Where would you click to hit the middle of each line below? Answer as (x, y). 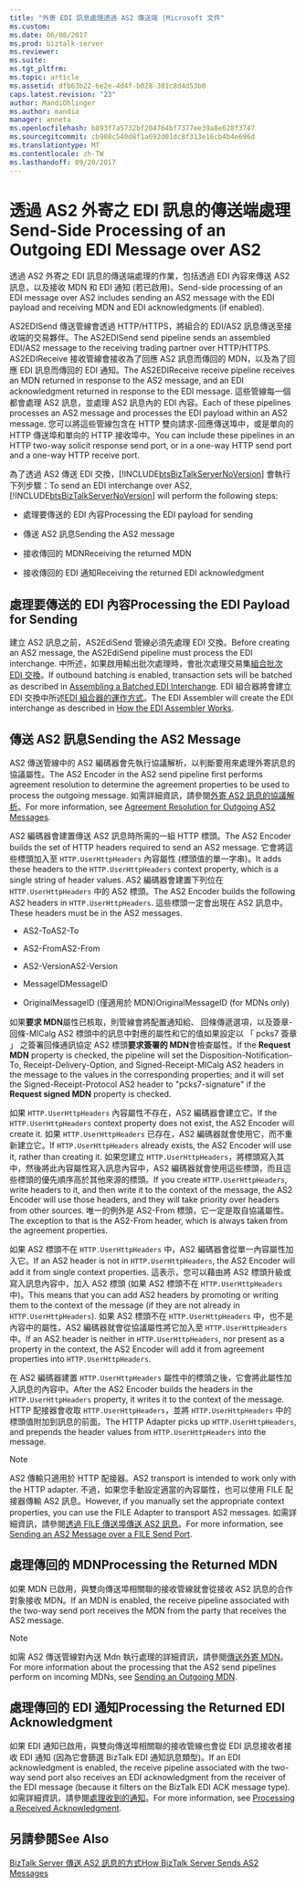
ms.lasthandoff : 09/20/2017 (63, 162)
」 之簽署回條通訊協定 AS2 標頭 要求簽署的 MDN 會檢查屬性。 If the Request (150, 1045)
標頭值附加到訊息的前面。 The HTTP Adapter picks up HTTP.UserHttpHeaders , (153, 1422)
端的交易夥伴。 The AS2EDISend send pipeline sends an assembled (144, 338)
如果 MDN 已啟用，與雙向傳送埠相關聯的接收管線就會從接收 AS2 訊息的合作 (152, 1588)
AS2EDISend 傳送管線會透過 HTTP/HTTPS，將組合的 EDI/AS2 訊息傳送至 (147, 326)
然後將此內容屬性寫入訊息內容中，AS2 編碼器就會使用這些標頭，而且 (154, 1168)
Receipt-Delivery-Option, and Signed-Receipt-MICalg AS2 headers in (153, 1065)
